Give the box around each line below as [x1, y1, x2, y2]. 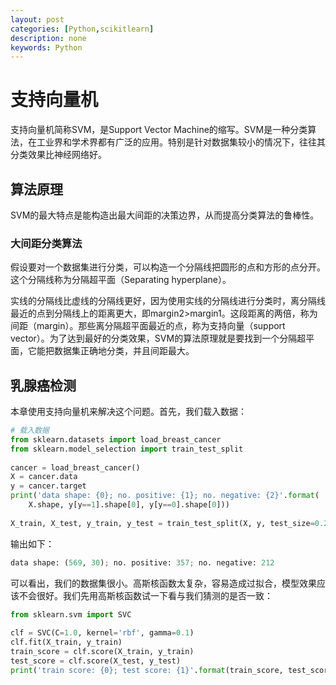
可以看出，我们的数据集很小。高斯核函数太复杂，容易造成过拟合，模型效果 [10, 577, 317, 589]
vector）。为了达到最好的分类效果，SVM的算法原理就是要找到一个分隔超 [10, 332, 307, 345]
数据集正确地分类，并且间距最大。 [53, 345, 195, 357]
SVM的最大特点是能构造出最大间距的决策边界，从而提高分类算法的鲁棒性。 [10, 209, 320, 221]
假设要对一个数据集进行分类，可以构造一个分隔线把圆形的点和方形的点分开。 [10, 261, 326, 273]
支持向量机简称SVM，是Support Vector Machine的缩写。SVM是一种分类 [10, 124, 308, 136]
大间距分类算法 [10, 236, 83, 250]
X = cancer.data [10, 472, 78, 482]
